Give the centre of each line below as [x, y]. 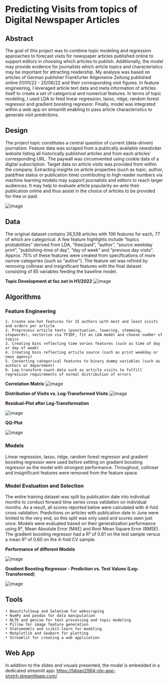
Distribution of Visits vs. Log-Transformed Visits [57, 394]
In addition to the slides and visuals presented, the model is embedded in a [82, 665]
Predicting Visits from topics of [71, 9]
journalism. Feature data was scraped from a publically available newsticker [83, 148]
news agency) [19, 357]
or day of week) [22, 348]
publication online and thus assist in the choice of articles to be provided [80, 191]
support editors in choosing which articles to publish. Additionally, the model [84, 61]
